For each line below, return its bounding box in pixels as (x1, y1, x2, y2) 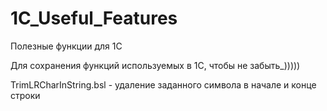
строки (10, 89, 41, 101)
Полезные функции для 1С (10, 40, 123, 52)
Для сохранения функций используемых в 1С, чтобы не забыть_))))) (10, 59, 301, 71)
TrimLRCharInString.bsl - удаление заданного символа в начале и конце (10, 78, 317, 91)
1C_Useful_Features (10, 7, 178, 30)
